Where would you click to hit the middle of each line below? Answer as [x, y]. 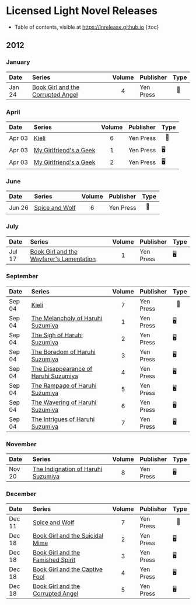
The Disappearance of [62, 368]
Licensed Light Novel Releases [82, 11]
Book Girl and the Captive [68, 569]
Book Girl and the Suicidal [68, 536]
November [21, 444]
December [21, 494]
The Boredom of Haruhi [63, 351]
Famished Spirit [54, 560]
